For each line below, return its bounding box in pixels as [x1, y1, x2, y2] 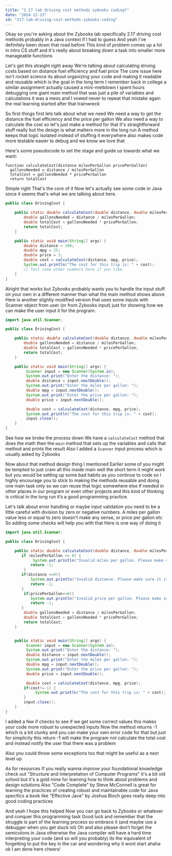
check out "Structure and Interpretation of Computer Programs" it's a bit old [5, 771, 165, 777]
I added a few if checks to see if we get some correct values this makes [5, 718, 157, 725]
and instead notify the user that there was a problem [5, 740, 116, 746]
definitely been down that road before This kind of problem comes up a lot [5, 42, 162, 48]
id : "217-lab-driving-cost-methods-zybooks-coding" [5, 17, 118, 22]
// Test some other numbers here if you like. [24, 267, 125, 272]
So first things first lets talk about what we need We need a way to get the [5, 111, 161, 117]
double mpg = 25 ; [24, 248, 60, 253]
